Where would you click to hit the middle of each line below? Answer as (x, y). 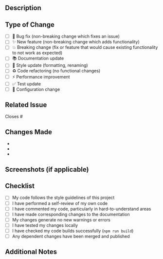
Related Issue (26, 105)
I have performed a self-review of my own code (60, 203)
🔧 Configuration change (36, 89)
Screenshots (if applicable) (47, 169)
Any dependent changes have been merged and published (71, 236)
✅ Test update (27, 84)
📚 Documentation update (38, 59)
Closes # (14, 117)
